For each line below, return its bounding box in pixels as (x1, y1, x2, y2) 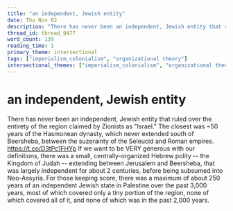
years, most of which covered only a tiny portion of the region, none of (7, 188, 209, 196)
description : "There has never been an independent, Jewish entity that (7, 23, 222, 30)
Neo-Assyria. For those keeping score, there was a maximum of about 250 (7, 174, 221, 182)
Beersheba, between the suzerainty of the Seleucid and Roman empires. (7, 137, 214, 145)
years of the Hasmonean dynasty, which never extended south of (7, 129, 194, 137)
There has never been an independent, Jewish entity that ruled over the (7, 115, 212, 123)
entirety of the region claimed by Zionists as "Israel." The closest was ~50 (7, 122, 218, 130)
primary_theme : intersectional (7, 49, 98, 56)
